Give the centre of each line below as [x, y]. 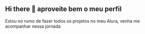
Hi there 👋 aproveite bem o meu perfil [63, 9]
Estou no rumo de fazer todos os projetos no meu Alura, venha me [72, 21]
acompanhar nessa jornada [33, 26]
